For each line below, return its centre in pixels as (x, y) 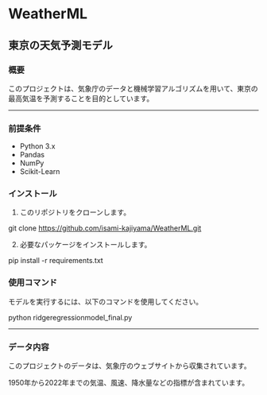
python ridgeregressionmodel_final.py (70, 317)
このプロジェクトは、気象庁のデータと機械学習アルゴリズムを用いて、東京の (133, 88)
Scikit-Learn (40, 172)
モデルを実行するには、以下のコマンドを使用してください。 (106, 301)
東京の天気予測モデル (60, 45)
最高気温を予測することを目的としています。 (81, 98)
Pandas (32, 155)
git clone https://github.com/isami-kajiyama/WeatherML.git (105, 228)
